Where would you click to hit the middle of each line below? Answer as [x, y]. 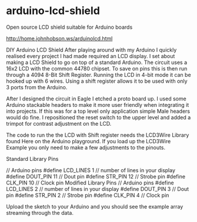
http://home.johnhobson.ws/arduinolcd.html [59, 38]
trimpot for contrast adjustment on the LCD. [59, 123]
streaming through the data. [40, 213]
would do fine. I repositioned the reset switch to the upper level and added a [98, 117]
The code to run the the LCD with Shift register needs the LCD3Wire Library [98, 135]
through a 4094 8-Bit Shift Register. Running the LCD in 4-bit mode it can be [98, 75]
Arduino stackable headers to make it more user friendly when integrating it [98, 105]
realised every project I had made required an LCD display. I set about [91, 56]
